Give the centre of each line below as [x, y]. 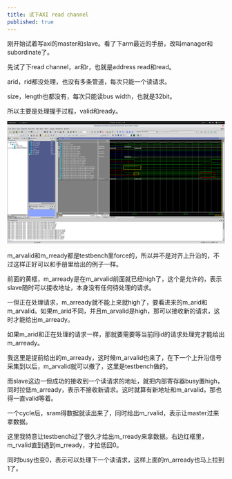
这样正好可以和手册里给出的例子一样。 [67, 264]
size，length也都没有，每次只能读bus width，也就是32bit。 [91, 96]
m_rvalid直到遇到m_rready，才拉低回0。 [65, 445]
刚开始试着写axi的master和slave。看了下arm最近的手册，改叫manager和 [110, 43]
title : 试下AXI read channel [48, 15]
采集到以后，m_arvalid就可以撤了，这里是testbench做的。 [89, 366]
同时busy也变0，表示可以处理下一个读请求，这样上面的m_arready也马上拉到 [116, 460]
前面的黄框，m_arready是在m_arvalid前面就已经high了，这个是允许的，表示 [115, 279]
